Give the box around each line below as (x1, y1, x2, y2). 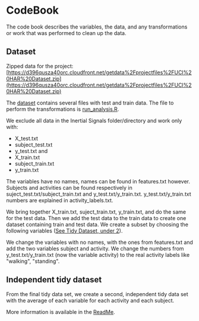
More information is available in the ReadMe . (6, 308, 115, 315)
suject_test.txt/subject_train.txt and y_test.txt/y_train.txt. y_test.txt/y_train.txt (6, 190, 191, 198)
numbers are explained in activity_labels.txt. (6, 196, 113, 204)
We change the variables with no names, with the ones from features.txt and (6, 239, 193, 246)
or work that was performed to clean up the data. (6, 29, 127, 36)
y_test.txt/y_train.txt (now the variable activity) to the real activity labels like (6, 251, 190, 258)
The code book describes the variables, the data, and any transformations (6, 23, 188, 30)
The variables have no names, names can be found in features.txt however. (6, 177, 191, 185)
